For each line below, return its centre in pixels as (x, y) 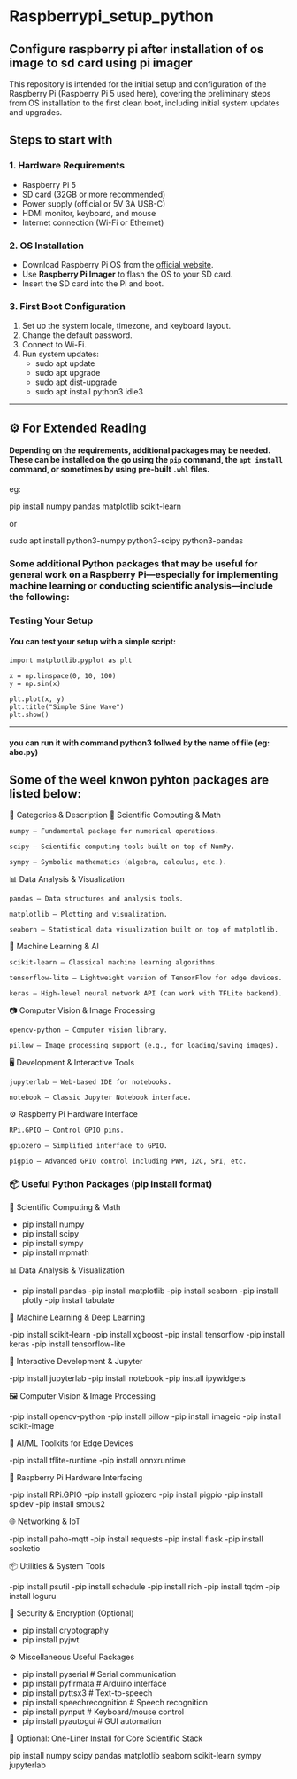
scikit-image (32, 1425)
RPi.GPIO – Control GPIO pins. (67, 1131)
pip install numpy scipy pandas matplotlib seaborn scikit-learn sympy (135, 1755)
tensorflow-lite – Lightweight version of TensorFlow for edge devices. (146, 978)
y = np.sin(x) (35, 683)
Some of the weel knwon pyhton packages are (139, 780)
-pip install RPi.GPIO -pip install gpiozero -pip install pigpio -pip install (136, 1494)
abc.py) (24, 752)
